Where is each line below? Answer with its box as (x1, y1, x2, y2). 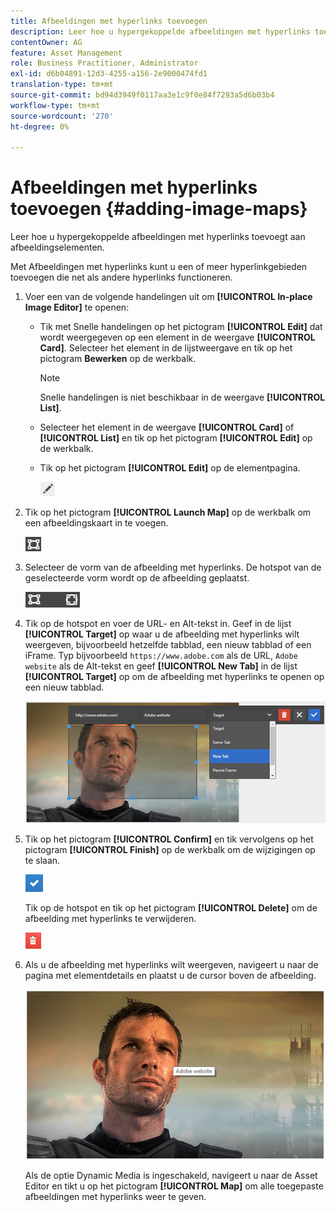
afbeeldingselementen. (10, 241, 105, 254)
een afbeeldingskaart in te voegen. (24, 517, 169, 529)
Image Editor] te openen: (24, 301, 130, 314)
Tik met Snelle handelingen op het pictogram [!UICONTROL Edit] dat (39, 321, 323, 333)
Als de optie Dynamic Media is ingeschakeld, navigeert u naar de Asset (24, 1169, 318, 1181)
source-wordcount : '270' (10, 111, 114, 121)
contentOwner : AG (10, 37, 83, 47)
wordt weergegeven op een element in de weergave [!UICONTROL (39, 331, 316, 344)
